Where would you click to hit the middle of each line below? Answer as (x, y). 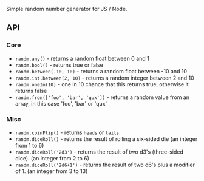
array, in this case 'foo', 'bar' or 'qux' (61, 103)
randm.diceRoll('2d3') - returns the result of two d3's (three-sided (99, 152)
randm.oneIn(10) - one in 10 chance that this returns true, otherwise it (102, 84)
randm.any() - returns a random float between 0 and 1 (82, 58)
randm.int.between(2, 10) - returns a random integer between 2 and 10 (104, 78)
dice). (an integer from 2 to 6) (52, 158)
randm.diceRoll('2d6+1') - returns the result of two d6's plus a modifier (105, 165)
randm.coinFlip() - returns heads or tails (67, 132)
